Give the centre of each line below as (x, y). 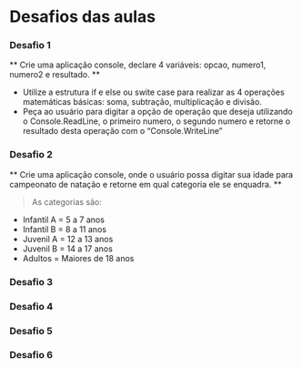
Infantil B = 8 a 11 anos (65, 229)
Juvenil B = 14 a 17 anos (68, 249)
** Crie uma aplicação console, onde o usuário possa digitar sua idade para (151, 174)
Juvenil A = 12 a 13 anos (68, 239)
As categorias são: (67, 201)
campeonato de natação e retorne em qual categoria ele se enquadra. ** (146, 184)
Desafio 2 (31, 155)
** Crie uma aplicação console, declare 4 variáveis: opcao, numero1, (138, 65)
